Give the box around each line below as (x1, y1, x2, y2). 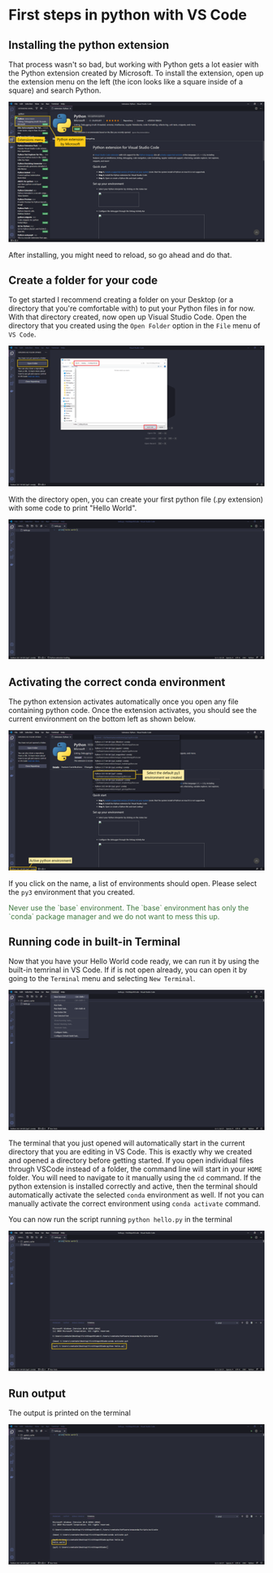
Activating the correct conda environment (8, 675, 226, 689)
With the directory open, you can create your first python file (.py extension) (8, 494, 264, 504)
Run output (8, 1387, 67, 1401)
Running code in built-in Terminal (8, 935, 181, 949)
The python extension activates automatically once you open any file (8, 697, 239, 706)
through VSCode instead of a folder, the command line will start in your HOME (8, 1164, 262, 1174)
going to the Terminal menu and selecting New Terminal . (8, 974, 196, 984)
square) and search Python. (8, 85, 102, 95)
